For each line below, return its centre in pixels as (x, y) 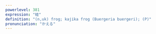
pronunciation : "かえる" (31, 24)
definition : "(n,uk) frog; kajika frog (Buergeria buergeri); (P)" (79, 19)
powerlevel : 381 (22, 10)
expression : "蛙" (23, 14)
